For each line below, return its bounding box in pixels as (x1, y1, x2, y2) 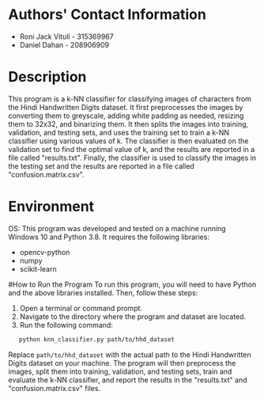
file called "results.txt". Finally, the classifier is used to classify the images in (8, 153, 257, 162)
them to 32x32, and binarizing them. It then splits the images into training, (8, 119, 249, 128)
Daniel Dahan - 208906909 (19, 40, 110, 49)
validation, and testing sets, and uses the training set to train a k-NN (8, 127, 230, 137)
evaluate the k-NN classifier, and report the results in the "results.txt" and (8, 374, 247, 385)
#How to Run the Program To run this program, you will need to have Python (8, 279, 257, 289)
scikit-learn (19, 264, 57, 274)
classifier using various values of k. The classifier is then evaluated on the (8, 136, 249, 146)
